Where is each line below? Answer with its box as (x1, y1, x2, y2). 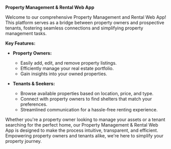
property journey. (5, 138, 42, 144)
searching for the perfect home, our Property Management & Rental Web (5, 122, 158, 128)
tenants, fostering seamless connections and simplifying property (5, 25, 143, 31)
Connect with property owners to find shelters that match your (20, 96, 152, 102)
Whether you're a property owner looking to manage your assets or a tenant (5, 116, 165, 123)
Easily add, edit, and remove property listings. (20, 60, 117, 66)
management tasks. (5, 31, 47, 36)
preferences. (20, 101, 47, 107)
